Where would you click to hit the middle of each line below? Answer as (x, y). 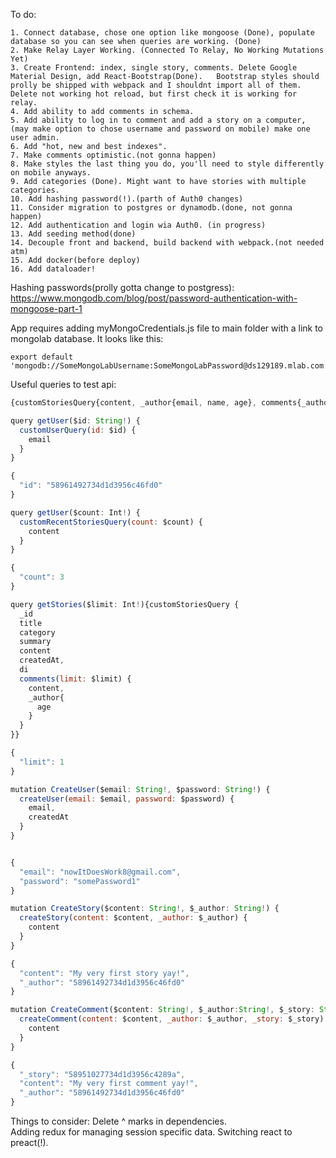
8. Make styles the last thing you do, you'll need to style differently (167, 164)
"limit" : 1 (42, 762)
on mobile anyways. (51, 173)
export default (42, 357)
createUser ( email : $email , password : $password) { (127, 799)
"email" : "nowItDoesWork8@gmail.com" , (100, 872)
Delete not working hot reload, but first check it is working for (154, 94)
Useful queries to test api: (63, 384)
